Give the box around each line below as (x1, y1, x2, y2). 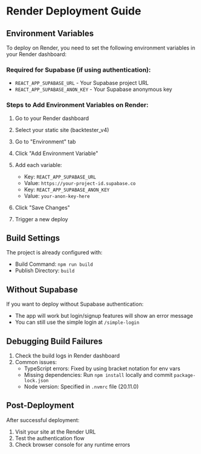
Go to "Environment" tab (14, 137, 77, 145)
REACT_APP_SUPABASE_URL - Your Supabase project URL (14, 80, 149, 87)
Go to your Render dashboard (14, 115, 89, 122)
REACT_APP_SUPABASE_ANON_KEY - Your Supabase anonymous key (14, 86, 173, 93)
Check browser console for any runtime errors (14, 441, 130, 448)
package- (174, 373, 196, 379)
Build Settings (6, 233, 60, 243)
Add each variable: (14, 161, 62, 168)
